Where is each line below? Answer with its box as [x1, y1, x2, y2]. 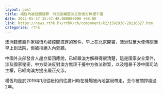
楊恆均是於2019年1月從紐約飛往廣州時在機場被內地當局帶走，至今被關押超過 [5, 78, 157, 84]
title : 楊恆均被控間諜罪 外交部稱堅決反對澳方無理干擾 [5, 12, 103, 16]
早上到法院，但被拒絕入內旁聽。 [5, 45, 69, 51]
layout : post [5, 7, 32, 12]
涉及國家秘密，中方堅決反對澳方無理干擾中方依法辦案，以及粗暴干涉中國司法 [5, 62, 158, 67]
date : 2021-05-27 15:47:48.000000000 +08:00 [5, 16, 97, 21]
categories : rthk [5, 25, 40, 30]
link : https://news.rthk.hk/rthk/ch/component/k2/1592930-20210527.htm [5, 20, 153, 26]
